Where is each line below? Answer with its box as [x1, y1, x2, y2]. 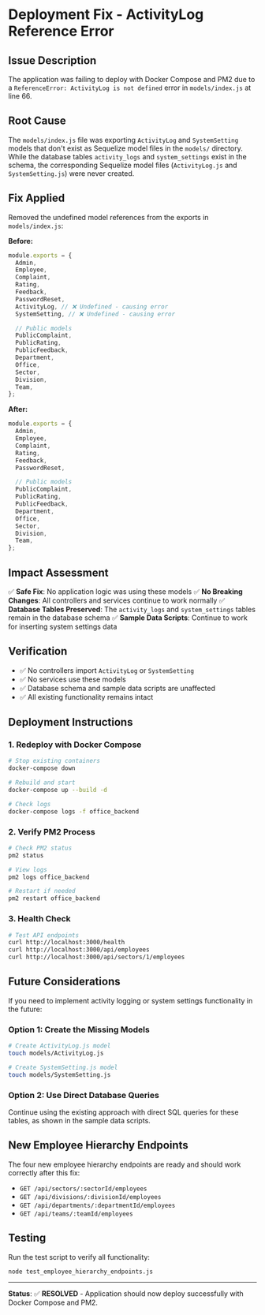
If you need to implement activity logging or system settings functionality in [8, 996, 253, 1005]
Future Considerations [8, 975, 121, 988]
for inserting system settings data [8, 622, 118, 631]
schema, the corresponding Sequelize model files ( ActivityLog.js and [8, 160, 238, 170]
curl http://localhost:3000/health [8, 939, 125, 947]
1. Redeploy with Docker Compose [8, 739, 142, 750]
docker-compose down [8, 764, 77, 772]
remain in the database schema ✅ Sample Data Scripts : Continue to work [8, 613, 248, 622]
